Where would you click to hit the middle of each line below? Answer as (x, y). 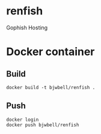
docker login (23, 120)
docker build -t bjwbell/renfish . (51, 87)
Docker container (50, 52)
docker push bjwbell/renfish (43, 125)
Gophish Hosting (27, 28)
